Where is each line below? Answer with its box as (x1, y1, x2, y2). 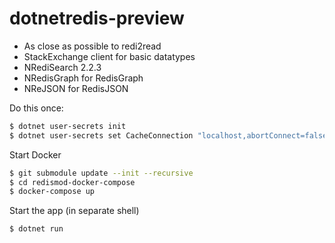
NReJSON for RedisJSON (23, 82, 129, 94)
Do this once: (9, 102, 64, 114)
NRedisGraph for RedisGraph (23, 72, 144, 84)
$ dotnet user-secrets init (9, 121, 127, 131)
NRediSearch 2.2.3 (23, 61, 102, 73)
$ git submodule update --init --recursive (9, 168, 194, 178)
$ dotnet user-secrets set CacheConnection (9, 130, 194, 141)
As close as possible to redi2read (23, 40, 162, 52)
